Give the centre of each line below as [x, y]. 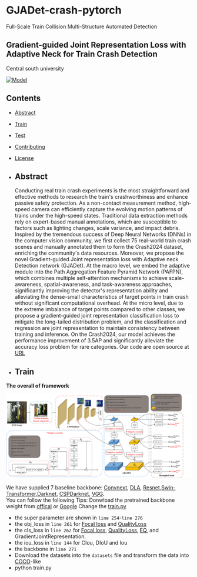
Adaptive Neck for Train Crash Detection [82, 54]
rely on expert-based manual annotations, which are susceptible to [96, 222]
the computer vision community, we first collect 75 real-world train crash [103, 241]
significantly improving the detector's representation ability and [91, 291]
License [24, 158]
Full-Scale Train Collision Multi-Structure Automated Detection [82, 26]
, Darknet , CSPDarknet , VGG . [70, 493]
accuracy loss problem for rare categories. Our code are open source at [102, 347]
